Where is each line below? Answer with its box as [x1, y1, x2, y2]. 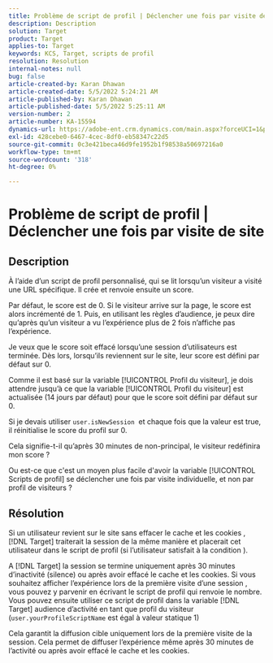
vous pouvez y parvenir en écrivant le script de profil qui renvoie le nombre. [8, 587, 262, 596]
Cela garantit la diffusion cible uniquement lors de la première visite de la [8, 628, 253, 638]
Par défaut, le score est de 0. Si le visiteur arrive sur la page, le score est [8, 301, 252, 310]
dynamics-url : [8, 125, 57, 133]
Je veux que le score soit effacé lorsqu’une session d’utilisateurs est [8, 342, 237, 352]
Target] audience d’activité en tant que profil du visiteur [8, 604, 194, 613]
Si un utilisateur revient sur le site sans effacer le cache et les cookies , [8, 527, 246, 537]
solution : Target [8, 27, 67, 35]
